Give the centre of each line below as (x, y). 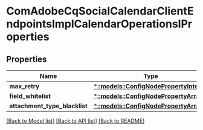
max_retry (24, 86)
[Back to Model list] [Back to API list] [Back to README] (76, 121)
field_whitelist (30, 96)
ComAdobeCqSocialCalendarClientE (100, 11)
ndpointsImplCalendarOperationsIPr (99, 24)
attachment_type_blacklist (48, 106)
